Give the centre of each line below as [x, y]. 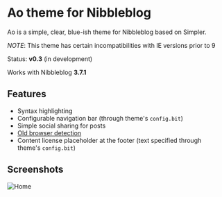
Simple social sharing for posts [61, 126]
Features [27, 94]
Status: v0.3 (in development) [50, 59]
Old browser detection [49, 132]
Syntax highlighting [45, 111]
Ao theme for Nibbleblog [79, 13]
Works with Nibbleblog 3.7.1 [47, 72]
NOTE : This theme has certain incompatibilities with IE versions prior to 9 [111, 45]
